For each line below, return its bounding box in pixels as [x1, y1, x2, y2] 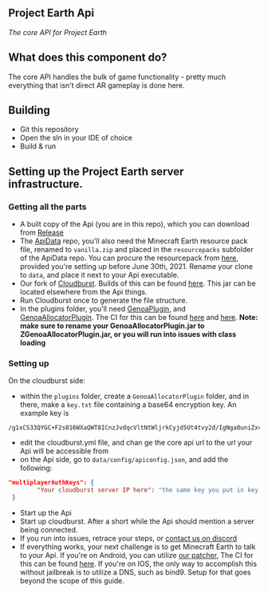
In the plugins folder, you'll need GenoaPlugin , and [19, 304, 186, 314]
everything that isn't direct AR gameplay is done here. [8, 80, 185, 90]
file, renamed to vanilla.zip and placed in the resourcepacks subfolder [19, 245, 254, 255]
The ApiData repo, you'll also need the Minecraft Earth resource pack [19, 236, 248, 246]
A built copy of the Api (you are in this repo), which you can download [19, 219, 250, 229]
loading [19, 338, 46, 348]
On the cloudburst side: [8, 376, 86, 385]
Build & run [19, 141, 57, 151]
